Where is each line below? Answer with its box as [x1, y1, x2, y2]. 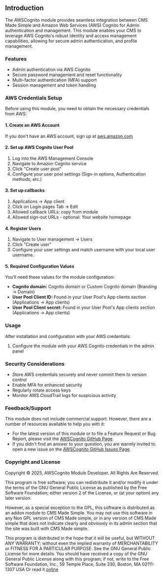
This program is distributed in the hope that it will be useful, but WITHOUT [5, 535, 155, 541]
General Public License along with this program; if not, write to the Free [5, 556, 149, 562]
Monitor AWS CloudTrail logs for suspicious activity [12, 393, 116, 398]
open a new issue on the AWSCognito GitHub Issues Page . [12, 446, 131, 452]
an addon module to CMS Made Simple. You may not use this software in [5, 510, 153, 516]
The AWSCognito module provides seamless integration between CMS [5, 17, 148, 23]
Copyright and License [5, 458, 60, 465]
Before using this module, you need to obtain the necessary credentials [5, 106, 150, 112]
